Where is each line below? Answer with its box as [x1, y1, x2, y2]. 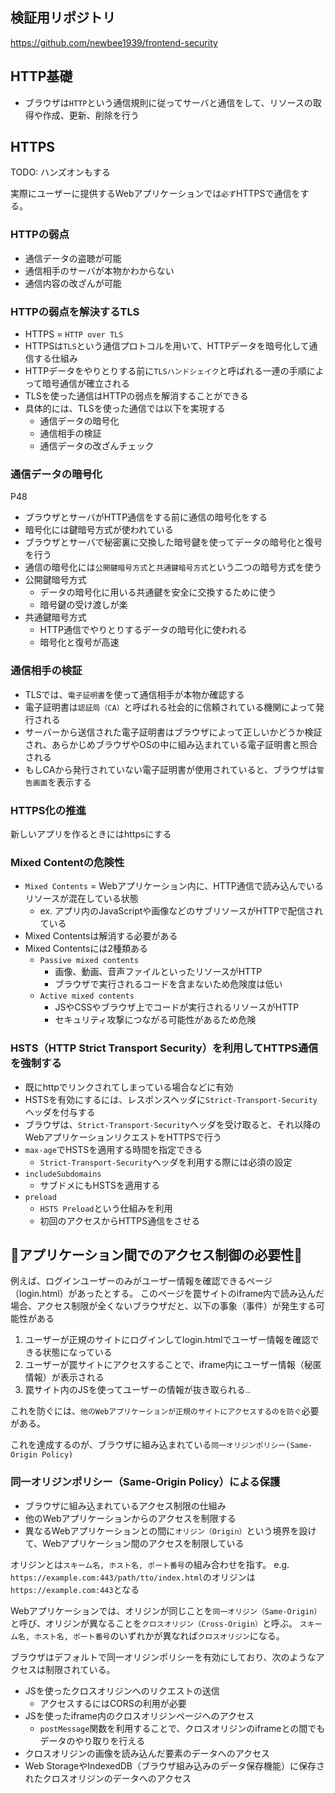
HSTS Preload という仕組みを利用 [39, 1202, 173, 1214]
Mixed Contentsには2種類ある [24, 943, 148, 955]
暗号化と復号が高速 [39, 636, 120, 648]
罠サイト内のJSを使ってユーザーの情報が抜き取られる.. [24, 1384, 251, 1396]
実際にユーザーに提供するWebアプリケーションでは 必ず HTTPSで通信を [10, 188, 301, 200]
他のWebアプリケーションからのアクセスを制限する [24, 1512, 237, 1524]
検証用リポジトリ [10, 9, 116, 27]
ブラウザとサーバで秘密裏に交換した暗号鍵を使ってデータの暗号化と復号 [24, 536, 323, 548]
